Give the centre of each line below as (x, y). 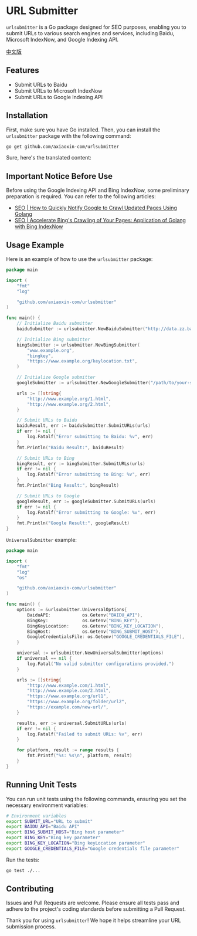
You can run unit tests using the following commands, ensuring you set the (96, 799)
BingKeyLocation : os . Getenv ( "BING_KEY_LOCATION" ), (96, 626)
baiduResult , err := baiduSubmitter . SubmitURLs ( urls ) (84, 426)
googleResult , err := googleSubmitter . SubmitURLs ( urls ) (86, 501)
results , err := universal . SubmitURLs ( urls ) (72, 723)
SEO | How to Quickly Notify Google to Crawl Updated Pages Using (96, 208)
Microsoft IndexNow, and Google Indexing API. (62, 39)
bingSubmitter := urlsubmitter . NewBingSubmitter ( (79, 345)
